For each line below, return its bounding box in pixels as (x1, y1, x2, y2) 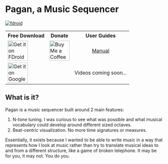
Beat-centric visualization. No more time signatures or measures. (12, 127, 147, 133)
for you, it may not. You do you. (5, 152, 70, 159)
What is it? (5, 93, 39, 102)
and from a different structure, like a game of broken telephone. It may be (5, 147, 157, 153)
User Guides (85, 32, 116, 39)
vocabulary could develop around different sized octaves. (12, 122, 132, 128)
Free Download (8, 32, 45, 39)
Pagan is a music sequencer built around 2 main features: (5, 107, 124, 113)
